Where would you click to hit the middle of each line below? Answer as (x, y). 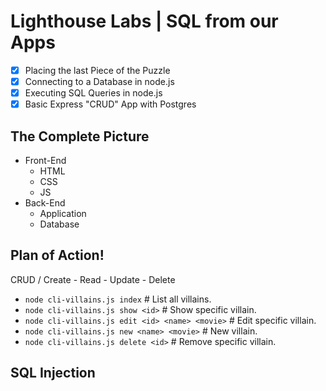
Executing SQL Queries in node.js (93, 93)
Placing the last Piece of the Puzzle (97, 70)
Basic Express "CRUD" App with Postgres (110, 104)
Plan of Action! (57, 255)
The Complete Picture (80, 136)
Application (63, 213)
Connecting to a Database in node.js (99, 81)
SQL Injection (53, 373)
